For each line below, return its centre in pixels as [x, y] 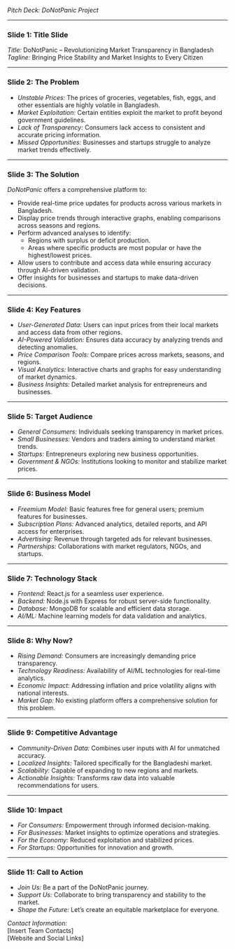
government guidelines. [51, 120]
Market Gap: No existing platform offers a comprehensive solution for [117, 700]
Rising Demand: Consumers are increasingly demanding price [107, 656]
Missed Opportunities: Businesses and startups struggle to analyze [114, 142]
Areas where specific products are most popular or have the [114, 247]
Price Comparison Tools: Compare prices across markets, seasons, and [121, 355]
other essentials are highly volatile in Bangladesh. [89, 105]
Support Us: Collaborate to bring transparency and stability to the [112, 895]
